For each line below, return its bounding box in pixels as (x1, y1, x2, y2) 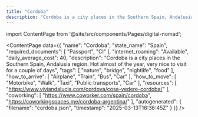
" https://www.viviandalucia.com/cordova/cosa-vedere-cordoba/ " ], (6, 85, 170, 92)
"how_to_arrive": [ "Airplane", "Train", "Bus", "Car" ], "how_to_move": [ (6, 73, 177, 80)
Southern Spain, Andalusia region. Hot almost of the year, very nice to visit (6, 60, 187, 68)
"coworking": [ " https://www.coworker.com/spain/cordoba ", (6, 92, 152, 99)
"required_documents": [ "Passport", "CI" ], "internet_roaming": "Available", (6, 48, 189, 55)
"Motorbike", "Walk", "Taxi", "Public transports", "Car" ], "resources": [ (6, 79, 177, 86)
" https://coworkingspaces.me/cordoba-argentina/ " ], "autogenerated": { (6, 98, 181, 105)
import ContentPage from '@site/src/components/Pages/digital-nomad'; (6, 30, 182, 37)
